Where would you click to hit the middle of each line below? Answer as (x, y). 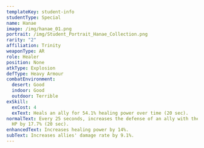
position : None (25, 62)
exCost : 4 (24, 107)
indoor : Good (28, 91)
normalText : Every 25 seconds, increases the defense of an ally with (97, 118)
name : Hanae (21, 23)
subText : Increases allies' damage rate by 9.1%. (70, 136)
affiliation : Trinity (34, 46)
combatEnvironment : (31, 79)
